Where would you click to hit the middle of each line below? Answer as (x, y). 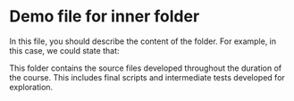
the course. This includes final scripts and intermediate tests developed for (147, 77)
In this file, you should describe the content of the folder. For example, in (143, 41)
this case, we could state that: (64, 50)
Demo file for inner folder (105, 17)
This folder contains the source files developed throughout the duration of (146, 68)
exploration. (31, 87)
